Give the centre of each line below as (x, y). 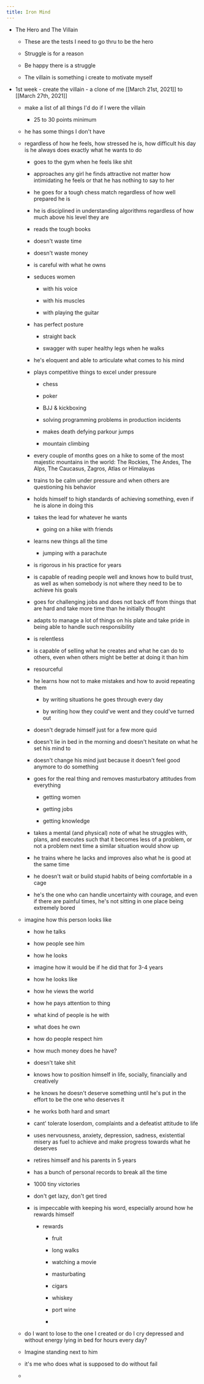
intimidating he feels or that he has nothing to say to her (104, 180)
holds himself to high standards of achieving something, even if (114, 499)
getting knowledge (66, 821)
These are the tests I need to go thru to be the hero (89, 41)
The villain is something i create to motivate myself (89, 77)
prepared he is (52, 199)
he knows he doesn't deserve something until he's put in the (110, 1093)
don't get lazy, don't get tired (70, 1196)
